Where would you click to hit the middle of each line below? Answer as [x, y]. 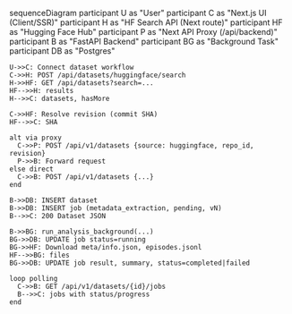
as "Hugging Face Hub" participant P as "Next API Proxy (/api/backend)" [143, 32]
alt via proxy [36, 138]
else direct [31, 169]
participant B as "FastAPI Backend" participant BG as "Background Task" [144, 41]
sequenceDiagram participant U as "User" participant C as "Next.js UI [138, 13]
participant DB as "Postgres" [62, 51]
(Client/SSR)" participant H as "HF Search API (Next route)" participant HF [146, 22]
